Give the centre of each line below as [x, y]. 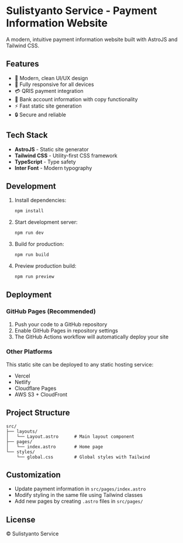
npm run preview [34, 276]
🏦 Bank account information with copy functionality [76, 99]
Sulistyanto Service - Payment [82, 11]
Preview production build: [45, 266]
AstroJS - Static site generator [51, 149]
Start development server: [46, 222]
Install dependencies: [40, 200]
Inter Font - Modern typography [53, 168]
